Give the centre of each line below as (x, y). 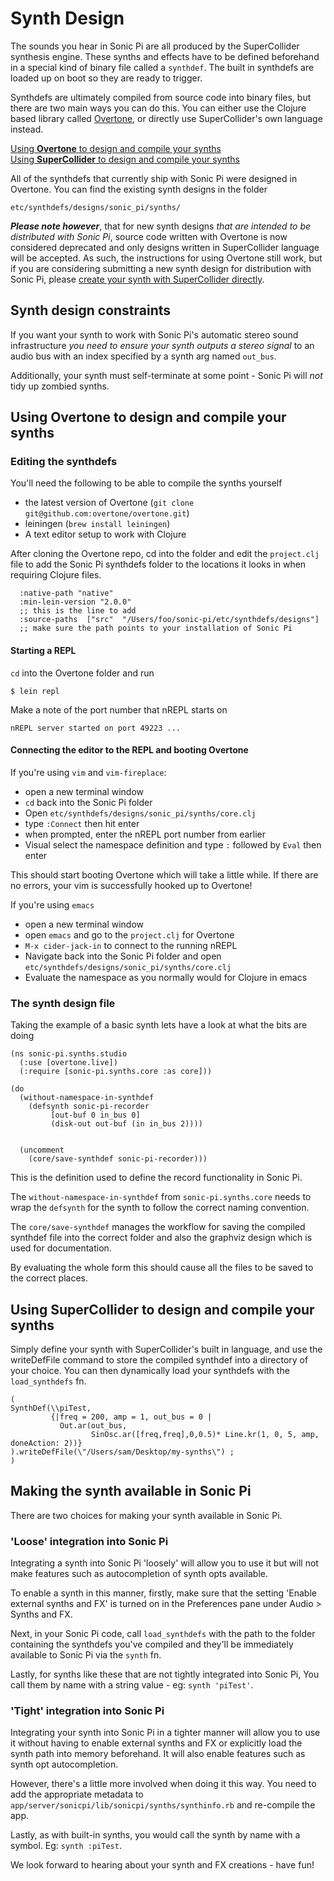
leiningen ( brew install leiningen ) (97, 524)
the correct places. (49, 1278)
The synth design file (63, 1003)
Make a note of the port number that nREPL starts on (119, 709)
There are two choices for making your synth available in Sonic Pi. (146, 1515)
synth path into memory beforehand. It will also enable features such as (158, 1754)
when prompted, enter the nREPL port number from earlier (145, 834)
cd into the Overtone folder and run (82, 673)
